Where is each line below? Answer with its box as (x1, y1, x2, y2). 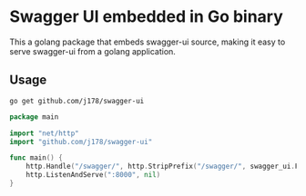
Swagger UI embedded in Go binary (9, 6, 284, 27)
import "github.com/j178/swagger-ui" (9, 137, 153, 146)
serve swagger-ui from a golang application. (9, 45, 176, 56)
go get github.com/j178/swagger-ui (9, 96, 145, 105)
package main (9, 112, 59, 122)
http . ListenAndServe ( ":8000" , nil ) (25, 171, 161, 180)
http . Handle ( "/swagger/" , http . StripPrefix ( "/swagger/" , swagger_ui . (25, 162, 296, 171)
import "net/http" (9, 129, 79, 138)
